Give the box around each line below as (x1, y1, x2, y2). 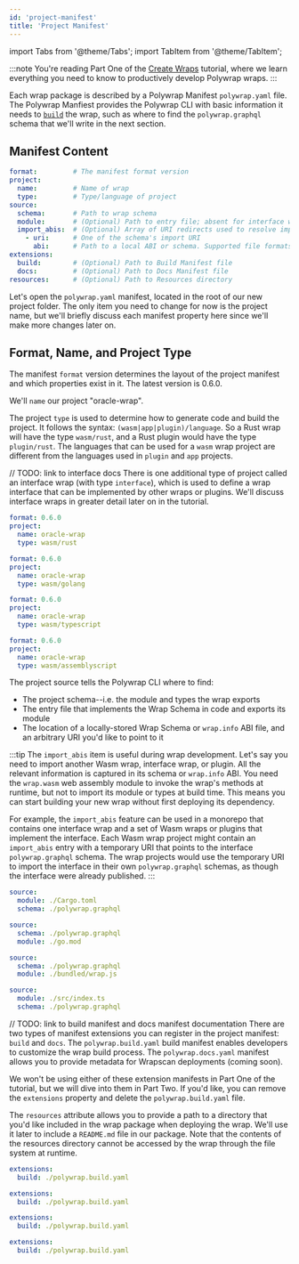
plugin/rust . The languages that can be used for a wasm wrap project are (9, 442, 276, 452)
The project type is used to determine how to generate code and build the (9, 413, 280, 424)
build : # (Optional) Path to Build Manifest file (17, 258, 233, 267)
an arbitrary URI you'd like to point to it (21, 732, 164, 743)
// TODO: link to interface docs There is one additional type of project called (9, 468, 287, 479)
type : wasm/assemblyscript (17, 660, 117, 670)
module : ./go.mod (17, 936, 82, 946)
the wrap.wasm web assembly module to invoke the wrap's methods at (9, 778, 264, 789)
